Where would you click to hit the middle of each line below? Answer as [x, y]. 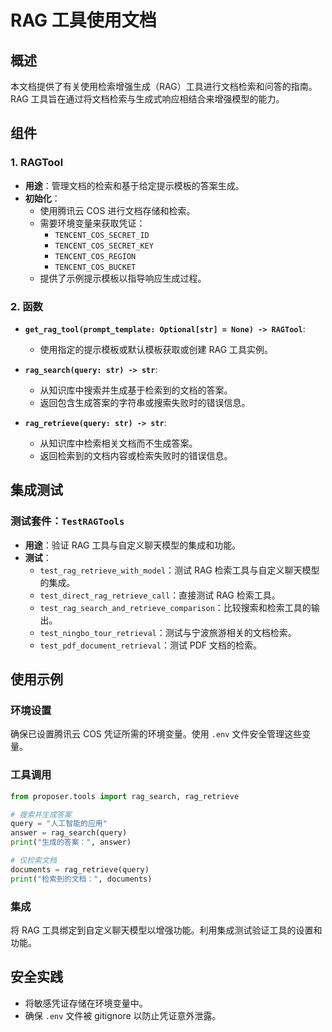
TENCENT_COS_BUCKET [95, 267]
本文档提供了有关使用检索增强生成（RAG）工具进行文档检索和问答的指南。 [164, 86]
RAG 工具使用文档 [83, 20]
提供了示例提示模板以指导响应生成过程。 [123, 278]
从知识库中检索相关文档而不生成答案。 [118, 443]
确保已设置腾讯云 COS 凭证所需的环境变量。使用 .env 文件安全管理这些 [156, 734]
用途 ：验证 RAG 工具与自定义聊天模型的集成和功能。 [133, 545]
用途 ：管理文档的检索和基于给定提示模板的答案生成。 [134, 185]
